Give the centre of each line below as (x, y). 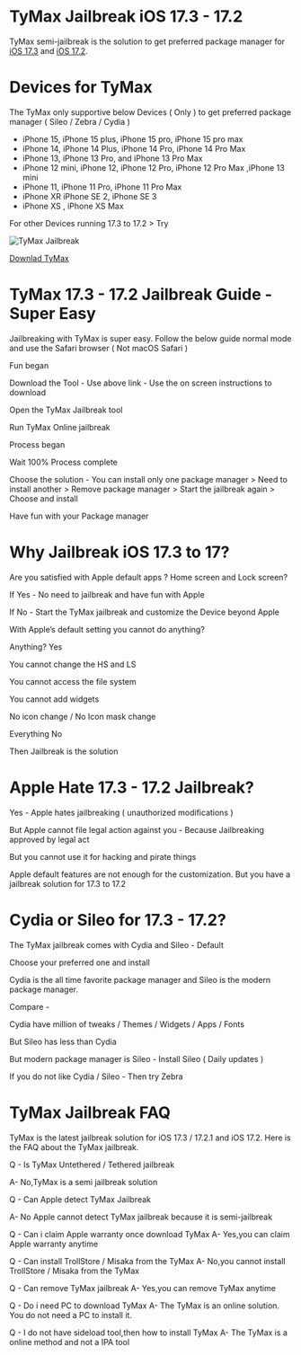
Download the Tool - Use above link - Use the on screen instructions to (141, 383)
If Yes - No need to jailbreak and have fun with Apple (107, 594)
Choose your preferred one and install (80, 962)
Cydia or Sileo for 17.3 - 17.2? (118, 920)
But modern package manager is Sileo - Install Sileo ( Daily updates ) (137, 1058)
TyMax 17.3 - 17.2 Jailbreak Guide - (141, 295)
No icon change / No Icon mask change (83, 716)
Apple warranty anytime (54, 1244)
